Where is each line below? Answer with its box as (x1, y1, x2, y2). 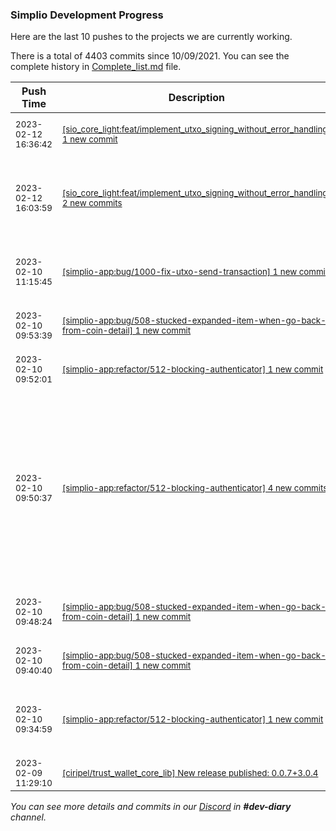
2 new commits (62, 198, 123, 209)
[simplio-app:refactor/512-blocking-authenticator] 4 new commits (62, 483, 328, 494)
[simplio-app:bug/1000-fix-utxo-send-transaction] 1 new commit (62, 266, 329, 278)
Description (168, 91, 226, 105)
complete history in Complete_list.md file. (10, 61, 182, 73)
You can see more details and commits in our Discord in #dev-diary (10, 801, 292, 813)
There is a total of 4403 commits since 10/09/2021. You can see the (10, 50, 290, 62)
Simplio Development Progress (10, 8, 164, 22)
